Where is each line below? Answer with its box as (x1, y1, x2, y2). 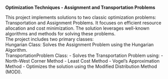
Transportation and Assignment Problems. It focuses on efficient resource (5, 20, 161, 26)
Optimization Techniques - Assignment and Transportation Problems (5, 5, 155, 10)
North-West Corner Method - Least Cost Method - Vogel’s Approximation (5, 58, 160, 64)
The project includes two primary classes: (5, 36, 94, 42)
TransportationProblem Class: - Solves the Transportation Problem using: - (5, 52, 163, 58)
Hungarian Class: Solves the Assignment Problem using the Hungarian (5, 42, 154, 48)
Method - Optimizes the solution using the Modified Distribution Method (5, 64, 157, 69)
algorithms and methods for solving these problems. (5, 31, 116, 36)
